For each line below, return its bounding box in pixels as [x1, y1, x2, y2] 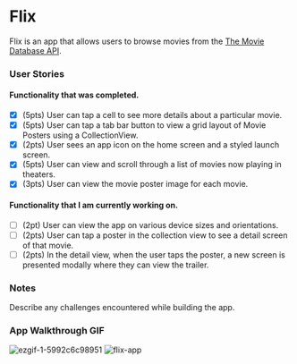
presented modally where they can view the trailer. [21, 259, 209, 270]
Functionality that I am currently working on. [9, 199, 179, 210]
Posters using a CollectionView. [21, 130, 139, 140]
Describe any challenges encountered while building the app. [9, 302, 235, 313]
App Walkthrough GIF [9, 324, 105, 336]
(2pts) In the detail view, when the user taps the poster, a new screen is [21, 249, 286, 260]
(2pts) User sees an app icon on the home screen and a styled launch [21, 140, 280, 150]
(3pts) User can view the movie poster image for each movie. [21, 179, 249, 190]
